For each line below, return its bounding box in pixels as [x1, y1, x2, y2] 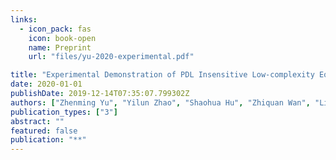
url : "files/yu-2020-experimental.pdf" [28, 52, 195, 62]
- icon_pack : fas [19, 24, 92, 34]
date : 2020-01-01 [10, 79, 83, 90]
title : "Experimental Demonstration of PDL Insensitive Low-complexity [10, 70, 315, 80]
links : [10, 14, 38, 25]
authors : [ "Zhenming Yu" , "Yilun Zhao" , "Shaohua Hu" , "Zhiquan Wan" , [10, 97, 311, 108]
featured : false [10, 126, 78, 136]
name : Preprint [28, 42, 92, 53]
